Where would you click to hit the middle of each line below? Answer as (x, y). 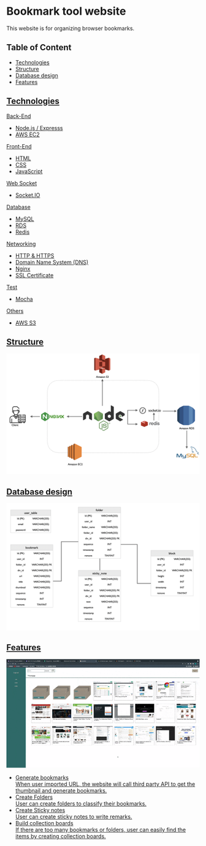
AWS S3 (26, 323)
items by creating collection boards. (60, 836)
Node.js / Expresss (39, 128)
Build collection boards (44, 823)
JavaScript (29, 171)
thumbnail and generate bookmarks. (61, 791)
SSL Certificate (34, 275)
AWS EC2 (27, 134)
